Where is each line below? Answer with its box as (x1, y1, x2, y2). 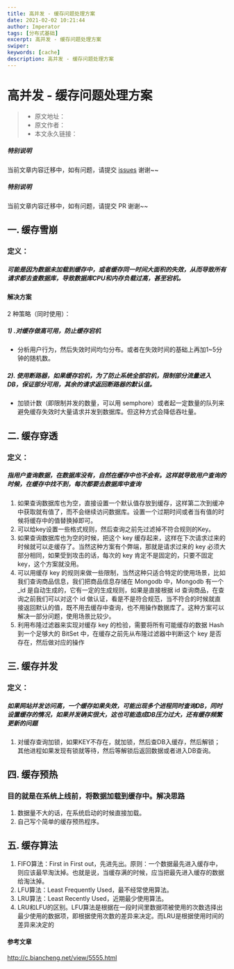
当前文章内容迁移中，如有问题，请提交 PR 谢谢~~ (7, 201, 149, 210)
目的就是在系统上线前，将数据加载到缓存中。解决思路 (7, 791, 185, 801)
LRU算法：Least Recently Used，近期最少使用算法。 (17, 894, 168, 902)
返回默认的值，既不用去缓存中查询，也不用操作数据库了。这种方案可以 (23, 603, 224, 611)
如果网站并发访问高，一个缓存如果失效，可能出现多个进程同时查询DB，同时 (7, 701, 223, 710)
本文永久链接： (34, 129, 78, 138)
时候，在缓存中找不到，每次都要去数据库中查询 (7, 480, 141, 488)
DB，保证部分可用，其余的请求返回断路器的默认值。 (7, 380, 156, 388)
